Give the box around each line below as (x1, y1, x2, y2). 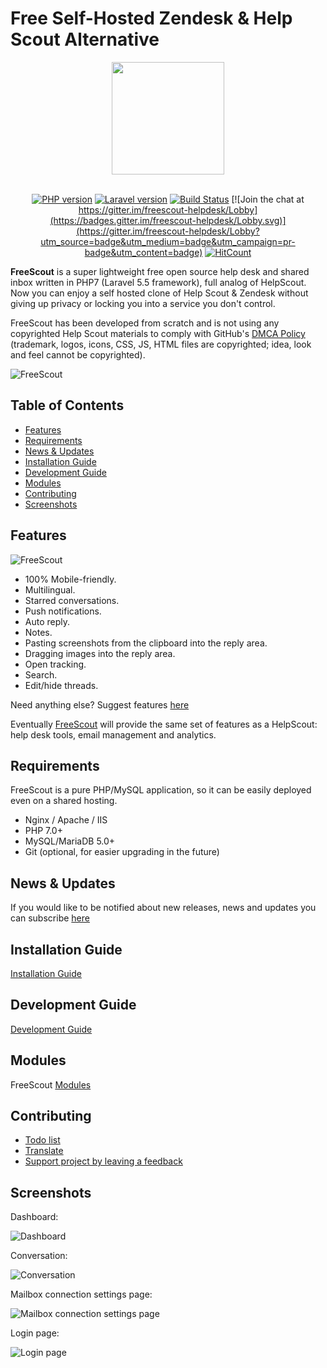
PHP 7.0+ (24, 825, 63, 837)
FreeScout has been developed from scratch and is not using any (10, 317, 280, 329)
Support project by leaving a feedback (24, 1155, 183, 1167)
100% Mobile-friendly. (24, 573, 117, 585)
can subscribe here (10, 912, 90, 924)
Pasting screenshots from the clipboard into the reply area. (24, 637, 268, 649)
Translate (24, 1145, 64, 1157)
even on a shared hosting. (10, 795, 118, 807)
